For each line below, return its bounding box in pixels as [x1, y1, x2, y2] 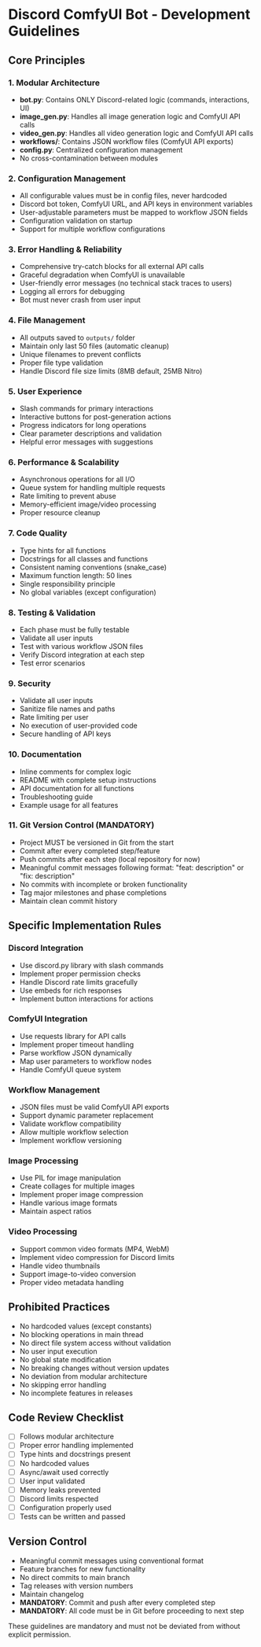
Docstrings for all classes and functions [19, 554, 149, 563]
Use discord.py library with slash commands [19, 960, 164, 970]
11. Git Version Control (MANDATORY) [8, 820, 155, 831]
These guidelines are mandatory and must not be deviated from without [8, 1621, 241, 1630]
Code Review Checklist [8, 1410, 124, 1424]
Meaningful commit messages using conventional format [19, 1556, 204, 1565]
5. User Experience [8, 385, 83, 396]
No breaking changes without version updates [19, 1363, 170, 1372]
